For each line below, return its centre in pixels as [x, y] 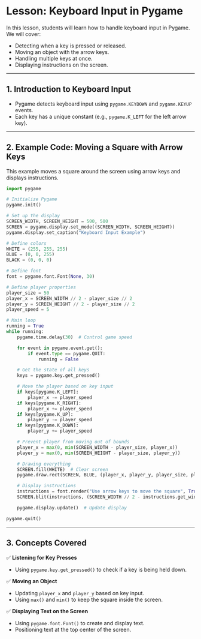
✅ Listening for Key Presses [42, 557]
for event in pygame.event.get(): [60, 348]
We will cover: [23, 34]
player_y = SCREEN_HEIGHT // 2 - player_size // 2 [71, 304]
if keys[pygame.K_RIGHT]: [49, 403]
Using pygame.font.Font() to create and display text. [80, 623]
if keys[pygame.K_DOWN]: [48, 425]
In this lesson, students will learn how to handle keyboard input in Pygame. [98, 28]
